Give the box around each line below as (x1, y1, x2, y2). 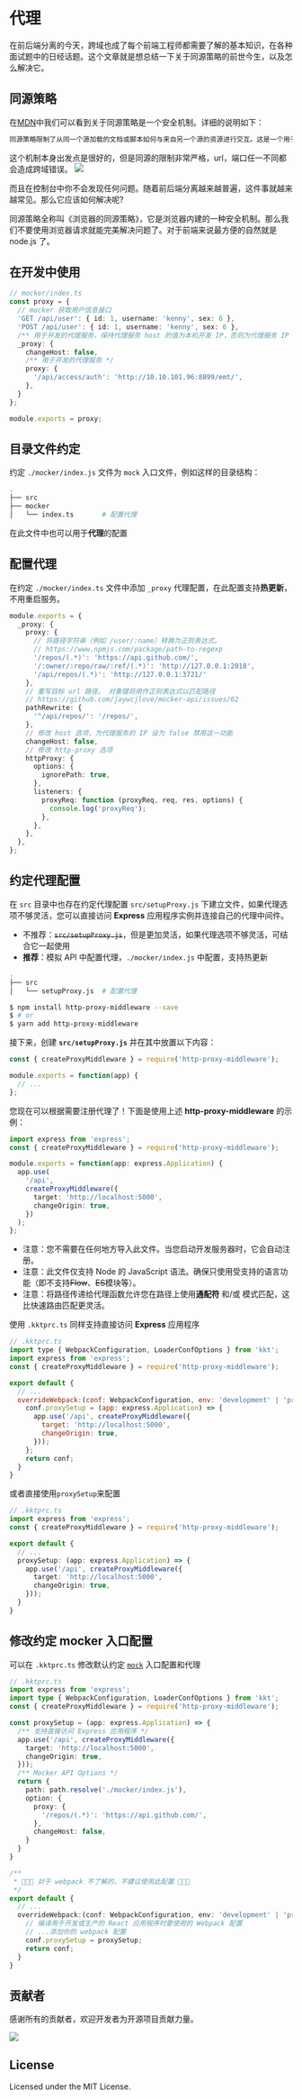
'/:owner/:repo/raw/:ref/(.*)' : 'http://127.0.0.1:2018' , (32, 662, 255, 671)
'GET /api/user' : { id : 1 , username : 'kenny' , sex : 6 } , (17, 315, 235, 324)
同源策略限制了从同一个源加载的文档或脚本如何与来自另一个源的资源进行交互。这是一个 (9, 134, 284, 144)
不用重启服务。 (9, 593, 65, 604)
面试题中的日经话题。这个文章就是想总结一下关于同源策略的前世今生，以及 (9, 50, 285, 61)
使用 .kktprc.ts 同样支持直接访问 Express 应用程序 (9, 1319, 200, 1330)
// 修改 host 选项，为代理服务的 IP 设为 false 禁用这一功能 (25, 728, 234, 737)
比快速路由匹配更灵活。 (22, 1300, 110, 1311)
